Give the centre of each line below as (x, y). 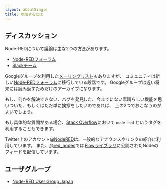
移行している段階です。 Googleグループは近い (108, 82)
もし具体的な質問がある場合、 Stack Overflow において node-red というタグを (83, 122)
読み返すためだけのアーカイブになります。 (61, 89)
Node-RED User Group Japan (42, 181)
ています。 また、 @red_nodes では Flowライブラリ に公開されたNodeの (86, 146)
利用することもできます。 (31, 129)
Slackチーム (25, 66)
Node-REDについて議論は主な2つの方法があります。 (58, 49)
